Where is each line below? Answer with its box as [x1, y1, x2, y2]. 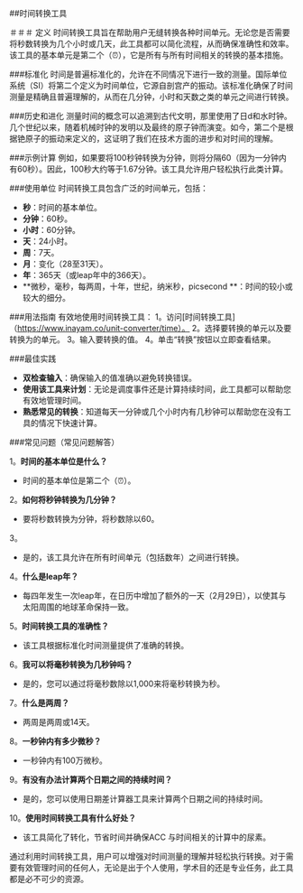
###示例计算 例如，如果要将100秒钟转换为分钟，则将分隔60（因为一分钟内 [9, 153, 287, 163]
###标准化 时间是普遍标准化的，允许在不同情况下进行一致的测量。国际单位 [9, 69, 288, 79]
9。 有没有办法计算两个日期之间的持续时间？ [9, 775, 173, 785]
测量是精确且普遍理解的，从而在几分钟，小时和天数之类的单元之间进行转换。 [9, 91, 294, 102]
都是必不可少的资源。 [9, 874, 88, 884]
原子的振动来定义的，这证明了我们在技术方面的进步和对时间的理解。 [24, 134, 278, 144]
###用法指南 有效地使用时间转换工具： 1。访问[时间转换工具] [9, 312, 236, 322]
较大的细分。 [22, 293, 70, 302]
